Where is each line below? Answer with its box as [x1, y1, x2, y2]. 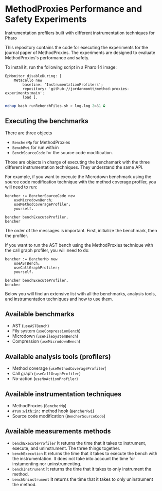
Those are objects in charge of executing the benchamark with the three [5, 159, 150, 165]
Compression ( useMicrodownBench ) [12, 338, 81, 344]
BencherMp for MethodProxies [12, 139, 71, 145]
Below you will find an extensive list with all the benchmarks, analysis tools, [5, 291, 156, 296]
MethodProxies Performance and [5, 3, 142, 15]
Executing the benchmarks [5, 117, 89, 125]
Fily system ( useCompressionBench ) [12, 328, 81, 334]
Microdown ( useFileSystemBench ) [12, 333, 79, 339]
